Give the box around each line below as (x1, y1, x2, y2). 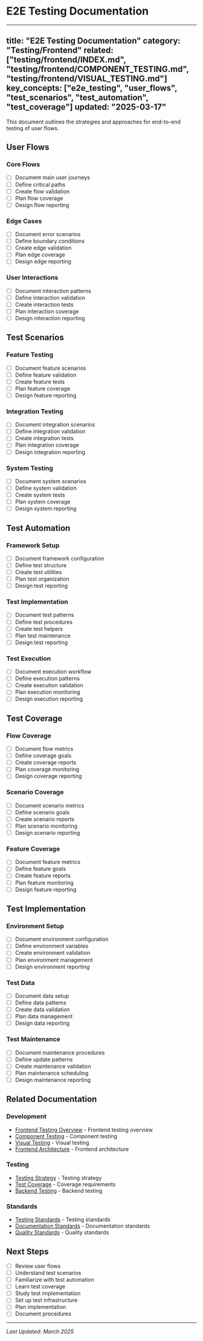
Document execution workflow (14, 668, 92, 676)
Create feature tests (14, 378, 65, 385)
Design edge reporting (14, 258, 71, 265)
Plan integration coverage (14, 441, 80, 449)
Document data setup (14, 992, 69, 1000)
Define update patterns (14, 1055, 73, 1063)
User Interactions (6, 274, 59, 282)
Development (6, 1112, 47, 1121)
